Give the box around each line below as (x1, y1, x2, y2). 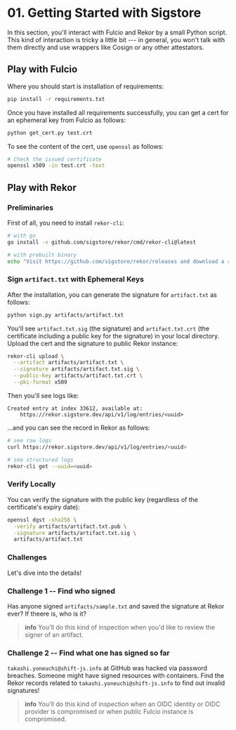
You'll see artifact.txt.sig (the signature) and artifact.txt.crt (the (7, 324, 209, 333)
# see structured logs (7, 456, 74, 463)
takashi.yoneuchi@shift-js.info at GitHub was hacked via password (7, 664, 208, 672)
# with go (7, 232, 37, 239)
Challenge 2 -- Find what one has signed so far (7, 648, 170, 658)
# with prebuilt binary (7, 251, 77, 258)
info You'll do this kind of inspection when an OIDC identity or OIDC (24, 700, 221, 708)
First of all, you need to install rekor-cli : (7, 218, 124, 227)
